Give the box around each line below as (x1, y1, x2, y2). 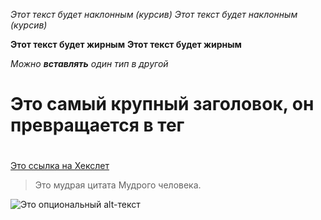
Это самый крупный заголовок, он (10, 93, 315, 116)
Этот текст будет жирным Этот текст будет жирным (10, 39, 242, 50)
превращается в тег (10, 114, 185, 137)
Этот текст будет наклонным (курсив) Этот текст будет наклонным (10, 9, 298, 20)
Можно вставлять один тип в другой (10, 58, 169, 69)
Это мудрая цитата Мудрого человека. (34, 179, 202, 191)
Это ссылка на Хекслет (10, 160, 110, 172)
